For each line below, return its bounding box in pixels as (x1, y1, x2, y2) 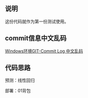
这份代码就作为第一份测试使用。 (5, 19, 69, 24)
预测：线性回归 (5, 78, 35, 83)
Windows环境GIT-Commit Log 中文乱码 (5, 48, 83, 54)
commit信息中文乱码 (5, 34, 67, 42)
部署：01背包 (5, 88, 31, 94)
